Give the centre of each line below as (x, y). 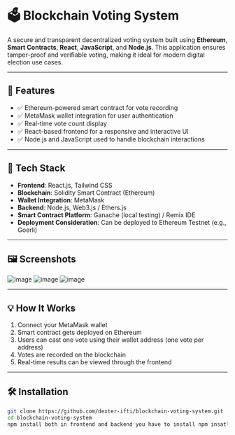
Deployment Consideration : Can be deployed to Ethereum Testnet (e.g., (122, 222)
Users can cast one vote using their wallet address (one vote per (111, 340)
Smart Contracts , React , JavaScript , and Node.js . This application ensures (116, 47)
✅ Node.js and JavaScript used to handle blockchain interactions (111, 139)
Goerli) (27, 230)
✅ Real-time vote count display (62, 123)
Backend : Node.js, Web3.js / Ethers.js (72, 207)
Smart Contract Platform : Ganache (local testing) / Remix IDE (106, 215)
